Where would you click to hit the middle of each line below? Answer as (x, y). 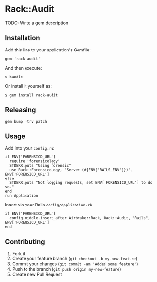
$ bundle (14, 77)
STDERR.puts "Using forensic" (40, 166)
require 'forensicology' (35, 161)
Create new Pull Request (37, 274)
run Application (22, 196)
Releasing (21, 110)
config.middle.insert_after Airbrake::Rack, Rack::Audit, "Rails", (80, 218)
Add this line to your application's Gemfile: (48, 50)
